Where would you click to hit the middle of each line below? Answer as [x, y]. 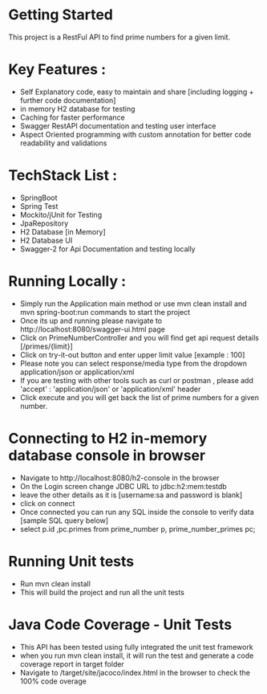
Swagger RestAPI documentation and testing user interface [118, 125]
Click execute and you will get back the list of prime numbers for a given [139, 397]
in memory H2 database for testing [77, 108]
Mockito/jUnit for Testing [61, 214]
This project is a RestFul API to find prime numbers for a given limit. [119, 37]
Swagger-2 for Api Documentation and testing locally [107, 249]
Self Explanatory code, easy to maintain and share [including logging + [137, 92]
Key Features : [57, 69]
